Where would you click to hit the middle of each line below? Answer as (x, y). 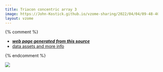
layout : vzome (19, 18)
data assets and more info (38, 47)
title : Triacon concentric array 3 (41, 9)
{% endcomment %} (25, 56)
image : (12, 14)
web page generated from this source (51, 41)
